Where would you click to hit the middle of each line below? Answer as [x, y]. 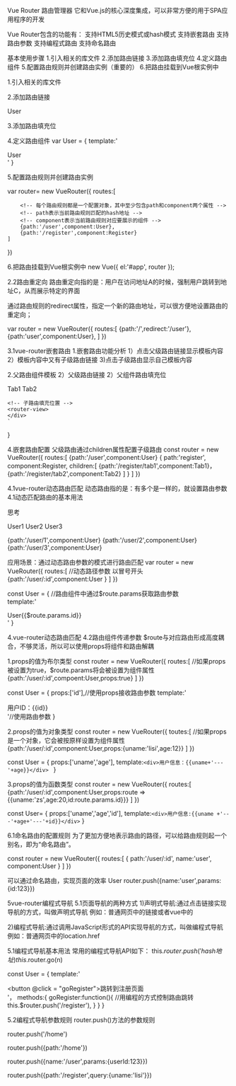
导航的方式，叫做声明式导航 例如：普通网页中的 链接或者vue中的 [100, 912]
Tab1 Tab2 [22, 389]
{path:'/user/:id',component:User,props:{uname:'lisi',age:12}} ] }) [101, 748]
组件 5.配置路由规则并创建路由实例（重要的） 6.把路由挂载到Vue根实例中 [113, 67]
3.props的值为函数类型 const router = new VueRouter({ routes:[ [100, 784]
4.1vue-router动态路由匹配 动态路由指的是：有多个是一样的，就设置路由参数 [117, 488]
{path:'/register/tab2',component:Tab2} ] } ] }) [74, 474]
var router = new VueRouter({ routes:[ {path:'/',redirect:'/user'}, [99, 329]
